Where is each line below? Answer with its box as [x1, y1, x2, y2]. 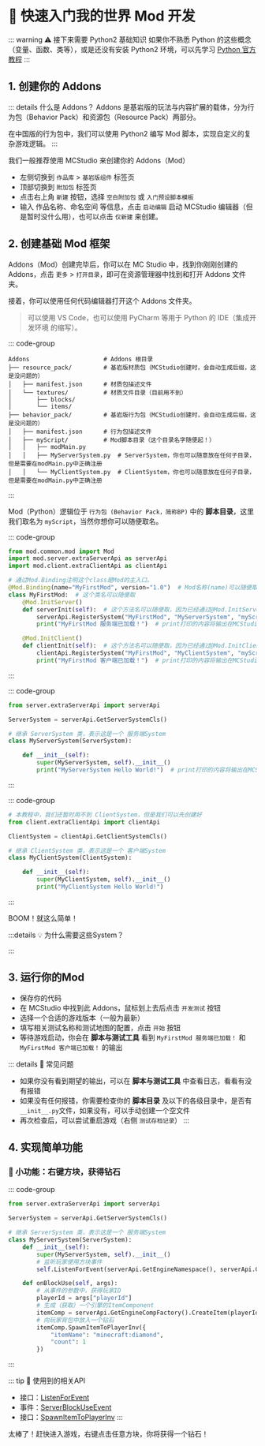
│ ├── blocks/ [8, 395, 77, 403]
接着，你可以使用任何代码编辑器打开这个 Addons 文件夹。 [8, 296, 196, 305]
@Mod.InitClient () [22, 634, 83, 643]
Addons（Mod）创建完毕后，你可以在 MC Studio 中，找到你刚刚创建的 [8, 260, 238, 269]
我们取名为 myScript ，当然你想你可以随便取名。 [8, 516, 163, 525]
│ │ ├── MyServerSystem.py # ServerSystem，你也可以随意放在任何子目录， [8, 451, 256, 459]
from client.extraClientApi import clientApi [8, 818, 160, 826]
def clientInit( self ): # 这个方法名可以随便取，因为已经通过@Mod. [22, 642, 229, 650]
